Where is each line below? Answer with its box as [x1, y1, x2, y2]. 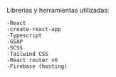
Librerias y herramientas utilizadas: [6, 6, 110, 14]
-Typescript [6, 32, 42, 39]
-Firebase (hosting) [6, 63, 68, 70]
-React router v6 [6, 57, 58, 64]
